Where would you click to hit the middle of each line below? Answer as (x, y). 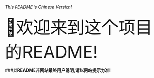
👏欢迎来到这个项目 (79, 27)
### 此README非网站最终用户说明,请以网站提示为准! (58, 70)
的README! (51, 52)
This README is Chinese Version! (39, 7)
